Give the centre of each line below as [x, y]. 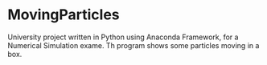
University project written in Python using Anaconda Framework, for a [123, 37]
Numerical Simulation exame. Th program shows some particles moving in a [133, 45]
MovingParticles [64, 15]
